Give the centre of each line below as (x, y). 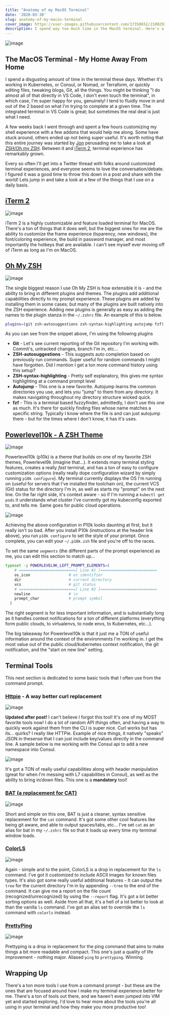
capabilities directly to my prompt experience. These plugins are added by (83, 298)
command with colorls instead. (38, 912)
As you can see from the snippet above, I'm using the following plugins (79, 334)
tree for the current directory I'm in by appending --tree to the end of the (82, 885)
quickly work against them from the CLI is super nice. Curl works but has (81, 728)
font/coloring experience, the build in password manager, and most (75, 239)
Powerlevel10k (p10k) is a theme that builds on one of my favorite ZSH (78, 457)
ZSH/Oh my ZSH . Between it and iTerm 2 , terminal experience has (74, 148)
